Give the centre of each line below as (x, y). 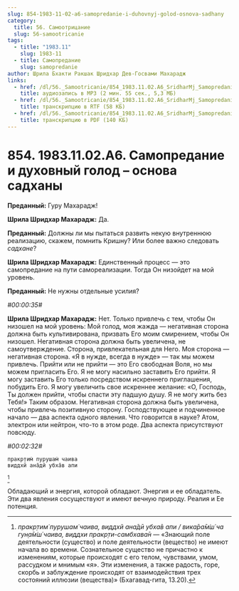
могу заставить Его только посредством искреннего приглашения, (110, 379)
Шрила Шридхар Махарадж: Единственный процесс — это (99, 262)
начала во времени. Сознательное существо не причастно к (110, 549)
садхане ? (22, 248)
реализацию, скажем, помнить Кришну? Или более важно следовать (113, 240)
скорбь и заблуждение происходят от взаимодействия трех (109, 572)
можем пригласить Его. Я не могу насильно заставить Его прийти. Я (112, 371)
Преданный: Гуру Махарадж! (53, 205)
